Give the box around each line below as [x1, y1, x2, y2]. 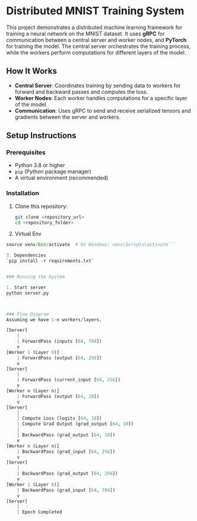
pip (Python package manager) [14, 168, 91, 175]
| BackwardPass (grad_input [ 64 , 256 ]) [17, 449, 116, 455]
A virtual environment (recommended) [14, 174, 109, 181]
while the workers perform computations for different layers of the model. [6, 49, 186, 56]
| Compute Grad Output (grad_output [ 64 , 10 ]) [17, 421, 134, 427]
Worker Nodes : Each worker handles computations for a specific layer [14, 94, 188, 101]
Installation [6, 189, 40, 197]
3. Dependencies [6, 252, 46, 258]
